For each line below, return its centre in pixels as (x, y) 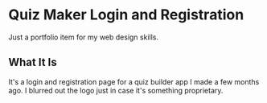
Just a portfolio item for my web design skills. (84, 37)
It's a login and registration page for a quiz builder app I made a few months (134, 81)
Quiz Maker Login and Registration (126, 15)
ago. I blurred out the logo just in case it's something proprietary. (116, 90)
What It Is (33, 62)
